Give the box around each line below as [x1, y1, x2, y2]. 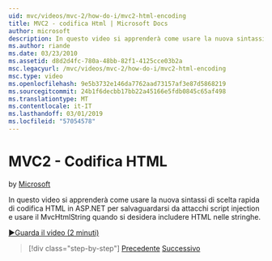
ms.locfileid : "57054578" [8, 118, 96, 126]
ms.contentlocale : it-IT [8, 102, 92, 110]
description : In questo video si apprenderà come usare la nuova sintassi [8, 34, 266, 43]
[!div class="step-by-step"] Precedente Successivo [28, 243, 201, 253]
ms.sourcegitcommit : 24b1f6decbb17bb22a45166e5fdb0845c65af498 [8, 87, 227, 96]
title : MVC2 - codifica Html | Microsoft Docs [8, 19, 168, 28]
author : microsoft [8, 27, 70, 35]
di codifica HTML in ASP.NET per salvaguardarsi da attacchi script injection [8, 203, 260, 213]
